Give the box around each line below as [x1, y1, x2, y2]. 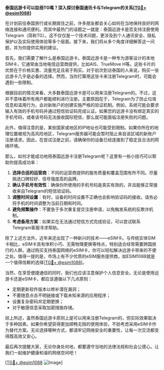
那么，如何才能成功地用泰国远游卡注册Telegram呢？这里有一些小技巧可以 [5, 153, 152, 159]
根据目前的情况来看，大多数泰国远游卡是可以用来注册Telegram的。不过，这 [5, 90, 157, 96]
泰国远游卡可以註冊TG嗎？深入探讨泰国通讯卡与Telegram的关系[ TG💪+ [5, 5, 146, 10]
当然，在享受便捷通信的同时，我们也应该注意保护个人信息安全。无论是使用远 [5, 270, 159, 275]
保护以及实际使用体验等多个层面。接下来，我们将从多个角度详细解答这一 [5, 39, 150, 44]
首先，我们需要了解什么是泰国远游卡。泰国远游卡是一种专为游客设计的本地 [5, 55, 155, 61]
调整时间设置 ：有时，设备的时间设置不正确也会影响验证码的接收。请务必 [12, 194, 158, 200]
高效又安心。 [13, 333, 40, 339]
